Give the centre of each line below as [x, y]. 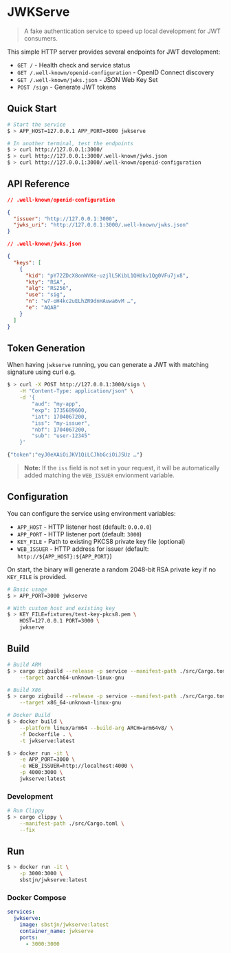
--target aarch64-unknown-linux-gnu [72, 678]
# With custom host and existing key [61, 608]
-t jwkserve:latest [47, 741]
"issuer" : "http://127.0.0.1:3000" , [66, 219]
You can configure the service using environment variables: [91, 513]
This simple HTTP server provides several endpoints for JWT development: [114, 52]
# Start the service [37, 125]
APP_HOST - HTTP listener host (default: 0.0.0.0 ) [84, 527]
